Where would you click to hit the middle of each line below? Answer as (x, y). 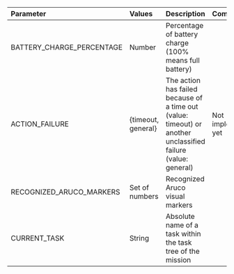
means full (182, 60)
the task (179, 242)
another (178, 133)
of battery (182, 34)
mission (178, 260)
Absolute (180, 216)
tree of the (182, 251)
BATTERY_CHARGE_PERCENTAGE (67, 47)
